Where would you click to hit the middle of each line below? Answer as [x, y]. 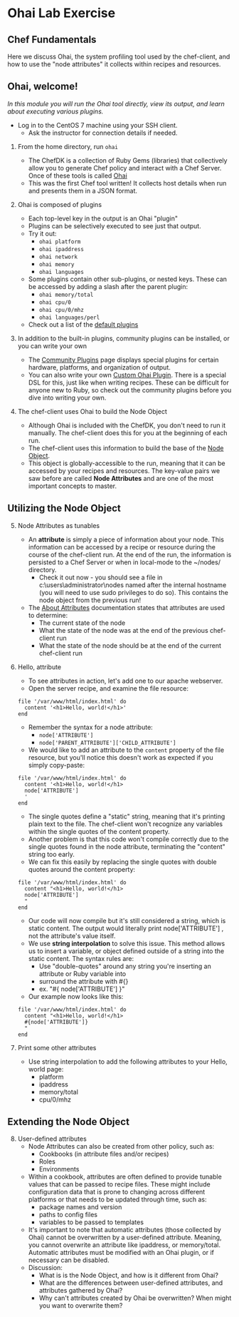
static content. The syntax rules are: [81, 958]
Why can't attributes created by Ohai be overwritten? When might [135, 1298]
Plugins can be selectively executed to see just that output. [115, 225]
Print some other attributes [57, 1047]
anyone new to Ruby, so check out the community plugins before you [130, 390]
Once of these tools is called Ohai [78, 176]
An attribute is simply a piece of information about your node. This [126, 539]
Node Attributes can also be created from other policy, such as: [121, 1146]
